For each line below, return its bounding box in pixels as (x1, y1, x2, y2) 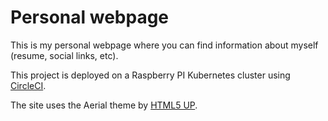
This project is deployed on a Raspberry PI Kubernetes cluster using (10, 69, 291, 81)
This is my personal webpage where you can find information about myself (10, 39, 319, 51)
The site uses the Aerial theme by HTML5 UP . (10, 99, 198, 111)
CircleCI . (10, 79, 47, 91)
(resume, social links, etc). (10, 49, 119, 61)
